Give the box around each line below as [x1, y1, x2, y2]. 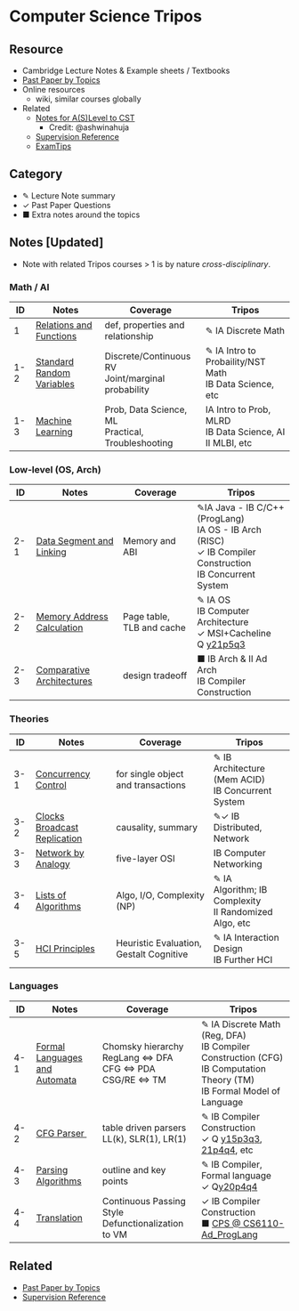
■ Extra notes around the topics [21, 209, 141, 220]
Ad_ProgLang [201, 1228, 258, 1241]
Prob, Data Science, [104, 403, 188, 416]
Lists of [35, 888, 67, 901]
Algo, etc [213, 917, 251, 929]
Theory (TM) [201, 1073, 255, 1086]
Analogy [35, 857, 71, 870]
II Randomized [213, 905, 273, 918]
